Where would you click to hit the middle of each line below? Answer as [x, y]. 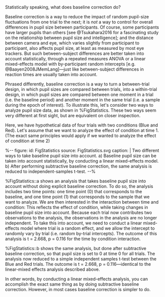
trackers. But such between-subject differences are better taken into [75, 53]
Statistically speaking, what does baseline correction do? [63, 7]
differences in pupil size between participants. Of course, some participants [82, 27]
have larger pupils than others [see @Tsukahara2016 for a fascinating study [82, 32]
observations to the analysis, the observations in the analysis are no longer [81, 218]
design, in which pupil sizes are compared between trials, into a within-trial [81, 89]
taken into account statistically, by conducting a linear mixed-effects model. [82, 161]
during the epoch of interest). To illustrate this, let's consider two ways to [79, 105]
